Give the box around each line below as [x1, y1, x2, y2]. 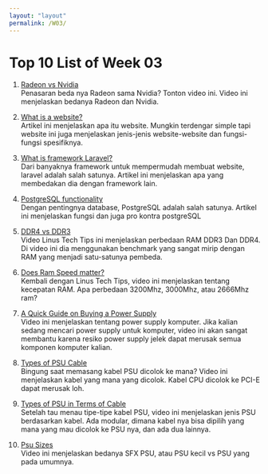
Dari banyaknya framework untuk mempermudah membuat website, [20, 161, 245, 172]
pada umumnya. [20, 457, 74, 467]
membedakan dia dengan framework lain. [20, 179, 158, 189]
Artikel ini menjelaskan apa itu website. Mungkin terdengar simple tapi [20, 121, 251, 130]
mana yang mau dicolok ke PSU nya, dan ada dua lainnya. [20, 424, 211, 434]
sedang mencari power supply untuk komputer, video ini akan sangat [20, 325, 248, 336]
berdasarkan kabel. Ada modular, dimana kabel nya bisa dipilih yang [20, 416, 245, 426]
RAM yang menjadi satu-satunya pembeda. [20, 253, 163, 262]
